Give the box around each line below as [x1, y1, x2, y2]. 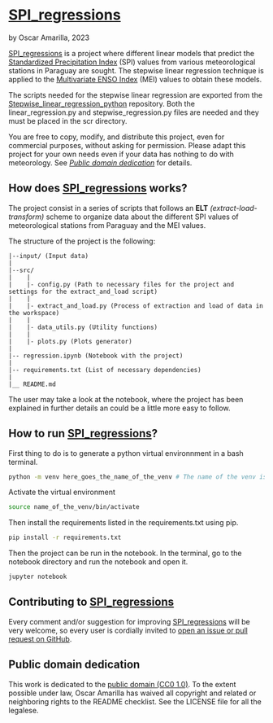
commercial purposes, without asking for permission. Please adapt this [8, 140, 246, 150]
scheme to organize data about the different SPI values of [45, 212, 240, 221]
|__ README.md [8, 380, 57, 388]
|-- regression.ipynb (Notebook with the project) [8, 352, 184, 360]
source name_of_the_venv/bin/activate [8, 503, 140, 511]
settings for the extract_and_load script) [8, 287, 158, 296]
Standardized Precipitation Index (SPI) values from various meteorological [8, 57, 256, 67]
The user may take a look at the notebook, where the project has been [8, 394, 244, 404]
